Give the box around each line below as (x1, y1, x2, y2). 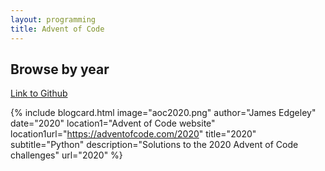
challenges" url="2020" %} (10, 149, 123, 161)
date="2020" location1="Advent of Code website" (10, 117, 216, 130)
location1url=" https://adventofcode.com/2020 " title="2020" (10, 128, 257, 140)
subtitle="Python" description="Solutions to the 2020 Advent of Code (10, 139, 299, 151)
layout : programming (10, 14, 97, 25)
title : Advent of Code (10, 24, 105, 34)
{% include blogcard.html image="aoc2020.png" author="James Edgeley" (10, 107, 317, 119)
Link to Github (10, 87, 68, 100)
